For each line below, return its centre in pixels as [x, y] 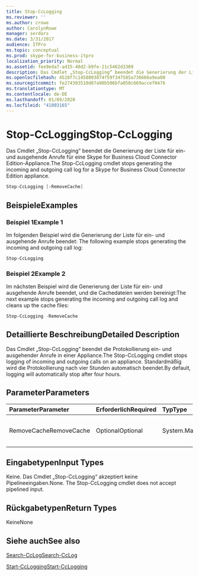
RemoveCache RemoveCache [50, 430]
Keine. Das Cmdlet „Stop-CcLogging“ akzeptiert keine [72, 477]
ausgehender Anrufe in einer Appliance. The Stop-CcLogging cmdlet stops [97, 355]
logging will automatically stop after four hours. [64, 374]
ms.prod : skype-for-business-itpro [50, 56]
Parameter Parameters [48, 393]
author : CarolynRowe [32, 28]
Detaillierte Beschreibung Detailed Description [93, 335]
